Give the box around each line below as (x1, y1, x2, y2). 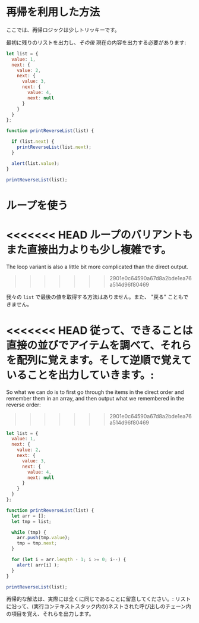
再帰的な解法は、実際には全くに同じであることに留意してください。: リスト (6, 596, 191, 603)
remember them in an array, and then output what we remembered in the (6, 395, 185, 402)
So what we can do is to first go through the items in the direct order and (6, 388, 184, 396)
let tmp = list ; (11, 518, 52, 524)
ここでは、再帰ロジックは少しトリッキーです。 (6, 26, 120, 33)
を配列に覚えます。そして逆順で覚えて (6, 353, 192, 367)
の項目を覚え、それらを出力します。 (6, 611, 94, 618)
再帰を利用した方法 (6, 5, 100, 19)
